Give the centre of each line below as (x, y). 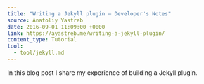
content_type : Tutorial (42, 40)
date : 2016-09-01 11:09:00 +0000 (56, 27)
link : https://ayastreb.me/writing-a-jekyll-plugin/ (86, 33)
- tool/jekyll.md (39, 53)
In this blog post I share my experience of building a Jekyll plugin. (102, 72)
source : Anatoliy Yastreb (45, 20)
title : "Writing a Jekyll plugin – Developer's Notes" (89, 14)
